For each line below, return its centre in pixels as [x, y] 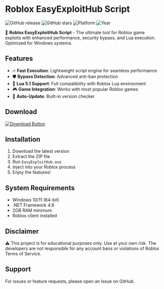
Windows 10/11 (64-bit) [36, 200]
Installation [23, 139]
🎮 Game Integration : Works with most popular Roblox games [75, 89]
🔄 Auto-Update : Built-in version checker [53, 96]
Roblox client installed [35, 216]
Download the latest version [41, 151]
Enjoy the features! [31, 173]
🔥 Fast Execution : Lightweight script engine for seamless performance [84, 70]
